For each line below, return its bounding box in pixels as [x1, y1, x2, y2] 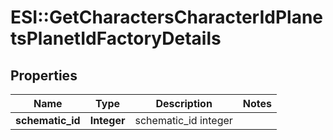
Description [155, 97, 213, 110]
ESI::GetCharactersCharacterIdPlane [10, 6, 324, 29]
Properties [10, 67, 78, 84]
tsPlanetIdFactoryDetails [10, 27, 222, 50]
